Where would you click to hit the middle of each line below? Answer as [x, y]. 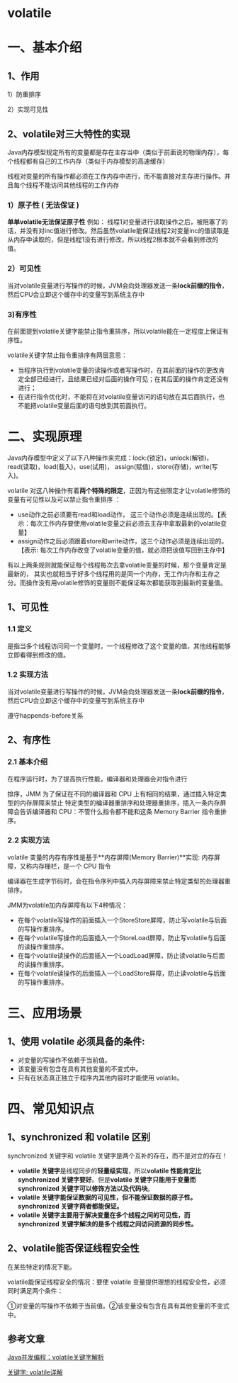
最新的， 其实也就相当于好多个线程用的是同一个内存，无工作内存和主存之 [114, 574]
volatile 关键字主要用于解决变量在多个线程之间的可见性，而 [104, 1215]
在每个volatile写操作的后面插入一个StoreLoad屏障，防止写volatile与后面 [122, 937]
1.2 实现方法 [28, 674]
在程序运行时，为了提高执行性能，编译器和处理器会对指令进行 [97, 779]
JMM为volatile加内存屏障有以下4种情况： [68, 905]
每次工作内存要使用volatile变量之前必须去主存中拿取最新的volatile [125, 523]
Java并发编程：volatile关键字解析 [56, 1357]
